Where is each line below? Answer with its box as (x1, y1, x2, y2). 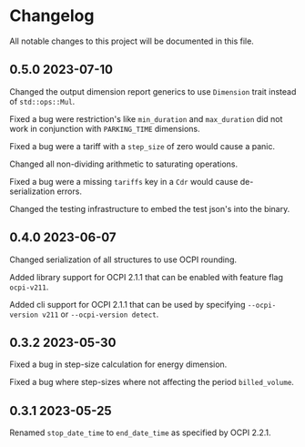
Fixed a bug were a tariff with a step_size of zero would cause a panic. (9, 140, 276, 151)
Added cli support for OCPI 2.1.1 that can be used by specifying (9, 299, 246, 310)
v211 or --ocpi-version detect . (42, 309, 159, 320)
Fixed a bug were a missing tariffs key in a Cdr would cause (9, 176, 239, 187)
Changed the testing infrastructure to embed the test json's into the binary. (9, 203, 290, 214)
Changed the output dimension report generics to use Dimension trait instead (9, 86, 297, 97)
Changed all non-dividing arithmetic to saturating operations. (9, 158, 239, 169)
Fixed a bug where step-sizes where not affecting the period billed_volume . (9, 377, 294, 388)
